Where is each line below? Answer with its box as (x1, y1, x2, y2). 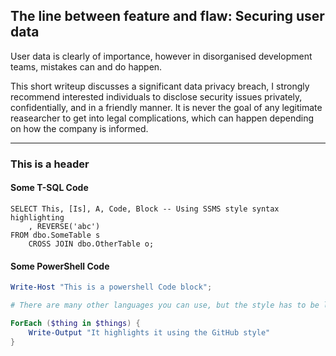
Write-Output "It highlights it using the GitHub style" (28, 327, 271, 338)
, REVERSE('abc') (28, 221, 101, 231)
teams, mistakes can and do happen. (10, 60, 163, 73)
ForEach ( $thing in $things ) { (10, 318, 141, 328)
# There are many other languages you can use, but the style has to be (10, 300, 320, 311)
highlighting (10, 212, 65, 223)
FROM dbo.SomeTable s (10, 230, 101, 240)
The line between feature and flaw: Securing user (10, 8, 325, 25)
